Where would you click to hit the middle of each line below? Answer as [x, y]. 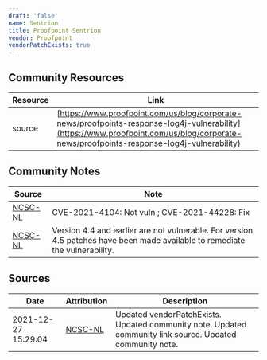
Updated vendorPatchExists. [168, 314]
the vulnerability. [83, 250]
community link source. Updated [176, 334]
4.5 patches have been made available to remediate [149, 240]
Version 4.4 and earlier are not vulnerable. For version [153, 230]
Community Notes [54, 172]
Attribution [87, 301]
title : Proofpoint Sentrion [55, 30]
